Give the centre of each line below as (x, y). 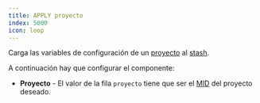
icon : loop (26, 30)
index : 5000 (28, 23)
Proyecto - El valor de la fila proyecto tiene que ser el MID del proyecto (136, 83)
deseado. (35, 92)
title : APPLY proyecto (46, 15)
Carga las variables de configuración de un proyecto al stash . (109, 53)
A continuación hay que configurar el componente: (91, 68)
